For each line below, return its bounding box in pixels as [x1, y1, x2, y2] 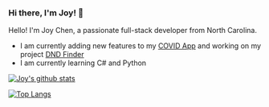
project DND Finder [19, 50, 84, 60]
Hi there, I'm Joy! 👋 [8, 7, 84, 19]
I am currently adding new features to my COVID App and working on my [19, 41, 262, 51]
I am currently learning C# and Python [19, 58, 147, 68]
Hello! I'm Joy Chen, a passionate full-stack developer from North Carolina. [8, 26, 257, 35]
